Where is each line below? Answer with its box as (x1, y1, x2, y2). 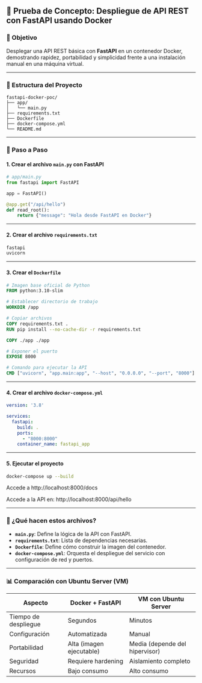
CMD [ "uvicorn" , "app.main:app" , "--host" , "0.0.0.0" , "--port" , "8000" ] (6, 370, 195, 377)
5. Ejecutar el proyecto (6, 459, 64, 467)
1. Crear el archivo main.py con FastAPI (6, 160, 104, 168)
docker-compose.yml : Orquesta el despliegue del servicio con (14, 549, 165, 556)
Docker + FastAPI (70, 599, 121, 607)
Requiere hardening (67, 657, 123, 666)
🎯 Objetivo (6, 34, 37, 42)
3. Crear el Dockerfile (6, 269, 61, 276)
